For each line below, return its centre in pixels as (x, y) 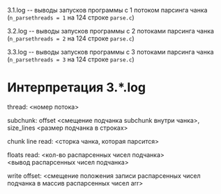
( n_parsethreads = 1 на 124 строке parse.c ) (71, 17)
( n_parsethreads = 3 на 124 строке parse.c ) (71, 59)
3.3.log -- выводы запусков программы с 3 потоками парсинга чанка (110, 52)
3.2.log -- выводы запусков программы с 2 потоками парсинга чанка (111, 31)
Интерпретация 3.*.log (77, 88)
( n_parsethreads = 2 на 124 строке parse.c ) (71, 38)
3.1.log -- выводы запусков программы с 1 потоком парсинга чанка (107, 10)
